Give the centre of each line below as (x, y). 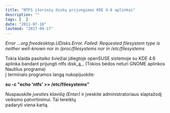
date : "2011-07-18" (26, 24)
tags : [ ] (17, 19)
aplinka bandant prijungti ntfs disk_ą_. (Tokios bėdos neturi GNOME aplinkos (85, 64)
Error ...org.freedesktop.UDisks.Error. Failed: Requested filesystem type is (83, 43)
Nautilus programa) (25, 69)
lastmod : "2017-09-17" (29, 29)
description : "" (22, 15)
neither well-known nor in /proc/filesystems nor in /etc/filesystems (75, 49)
